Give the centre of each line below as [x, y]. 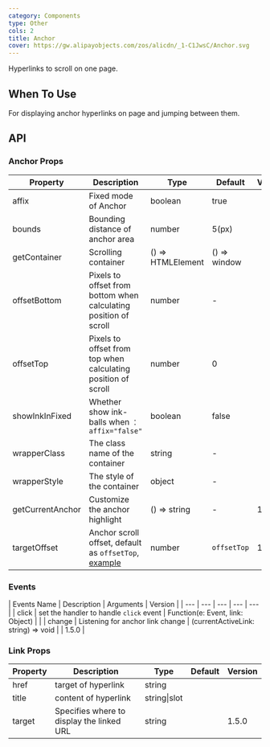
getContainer [37, 257]
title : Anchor [32, 38]
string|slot [164, 698]
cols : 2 [21, 31]
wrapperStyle [38, 481]
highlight [105, 519]
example [105, 562]
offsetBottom [37, 300]
